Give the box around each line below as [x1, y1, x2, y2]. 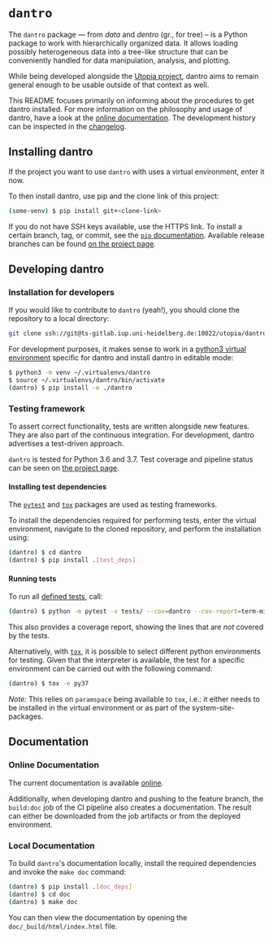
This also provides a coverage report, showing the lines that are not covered [8, 622, 264, 632]
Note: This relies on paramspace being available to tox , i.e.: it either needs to [8, 694, 260, 704]
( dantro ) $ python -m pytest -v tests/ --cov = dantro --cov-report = [8, 607, 242, 615]
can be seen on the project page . [8, 463, 119, 473]
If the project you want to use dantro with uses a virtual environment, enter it [8, 167, 265, 176]
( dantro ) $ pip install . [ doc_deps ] [8, 883, 132, 891]
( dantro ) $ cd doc [8, 890, 71, 898]
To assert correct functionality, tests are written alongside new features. [8, 421, 250, 432]
